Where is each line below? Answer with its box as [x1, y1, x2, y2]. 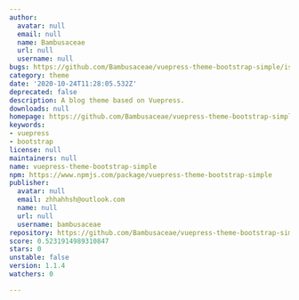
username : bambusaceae [17, 220, 101, 229]
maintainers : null [9, 153, 77, 163]
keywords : [9, 121, 46, 130]
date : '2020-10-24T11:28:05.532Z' [9, 79, 138, 88]
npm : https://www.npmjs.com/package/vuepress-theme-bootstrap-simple [9, 170, 273, 179]
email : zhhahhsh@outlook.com [17, 195, 125, 205]
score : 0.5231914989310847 [9, 237, 109, 246]
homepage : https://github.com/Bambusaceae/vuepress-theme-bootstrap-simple [9, 112, 296, 121]
